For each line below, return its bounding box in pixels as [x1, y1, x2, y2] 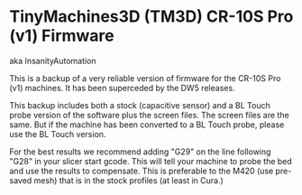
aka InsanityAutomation [9, 55, 96, 66]
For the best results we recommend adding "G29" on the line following [9, 146, 271, 157]
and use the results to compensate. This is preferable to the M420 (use [9, 165, 274, 176]
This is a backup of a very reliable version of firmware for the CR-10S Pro [9, 72, 281, 83]
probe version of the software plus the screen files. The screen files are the [9, 109, 290, 120]
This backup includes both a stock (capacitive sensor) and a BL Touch [9, 99, 270, 110]
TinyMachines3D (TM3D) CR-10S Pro [9, 6, 294, 27]
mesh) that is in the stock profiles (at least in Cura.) [33, 174, 224, 186]
